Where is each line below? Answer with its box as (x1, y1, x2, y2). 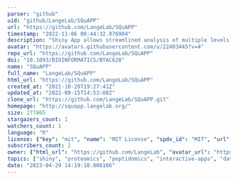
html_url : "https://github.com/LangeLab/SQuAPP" (7, 76, 154, 84)
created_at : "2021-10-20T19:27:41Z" (7, 83, 115, 90)
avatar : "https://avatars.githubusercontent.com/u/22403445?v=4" (7, 43, 204, 50)
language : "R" (7, 129, 50, 136)
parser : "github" (7, 10, 59, 18)
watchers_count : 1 (7, 122, 62, 130)
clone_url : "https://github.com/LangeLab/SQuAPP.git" (7, 96, 170, 103)
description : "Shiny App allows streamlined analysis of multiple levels (7, 37, 230, 44)
